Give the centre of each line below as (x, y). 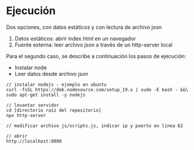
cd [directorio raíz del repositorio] (54, 110)
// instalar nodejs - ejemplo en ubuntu (57, 84)
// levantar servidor (33, 105)
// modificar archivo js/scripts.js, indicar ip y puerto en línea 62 (95, 126)
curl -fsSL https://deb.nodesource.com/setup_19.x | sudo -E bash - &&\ (97, 89)
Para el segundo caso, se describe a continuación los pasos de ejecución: (96, 56)
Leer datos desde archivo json (51, 74)
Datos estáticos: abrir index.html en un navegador (75, 38)
